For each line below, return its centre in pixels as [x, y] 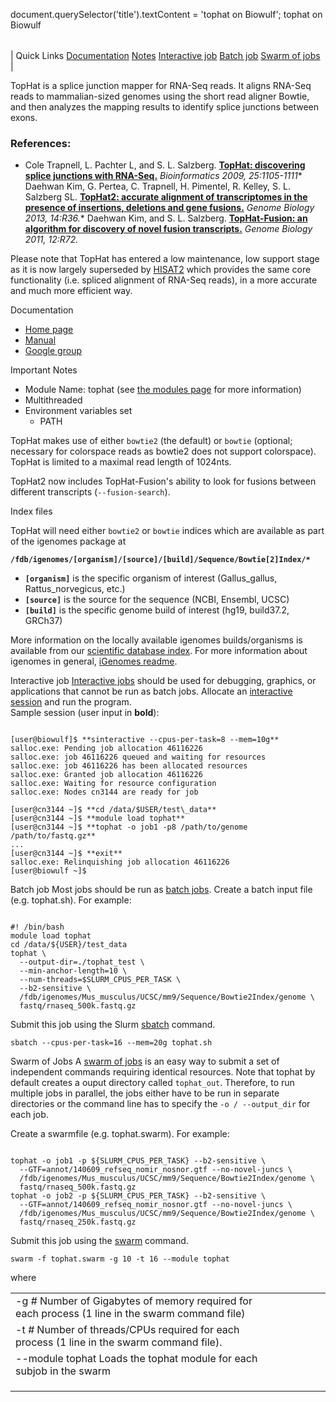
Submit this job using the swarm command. [99, 1241]
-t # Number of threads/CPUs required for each [127, 1330]
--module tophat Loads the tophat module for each [136, 1359]
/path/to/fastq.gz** [53, 836]
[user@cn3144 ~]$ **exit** [66, 854]
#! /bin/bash [37, 927]
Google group [53, 351]
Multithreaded [53, 400]
